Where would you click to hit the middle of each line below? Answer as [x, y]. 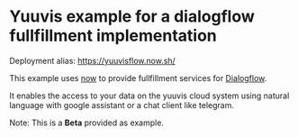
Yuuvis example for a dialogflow [132, 17]
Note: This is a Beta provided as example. [87, 123]
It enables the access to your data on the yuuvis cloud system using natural [149, 96]
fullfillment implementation [113, 36]
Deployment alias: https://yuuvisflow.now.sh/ [92, 60]
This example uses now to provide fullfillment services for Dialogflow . [138, 78]
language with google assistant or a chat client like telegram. [122, 105]
